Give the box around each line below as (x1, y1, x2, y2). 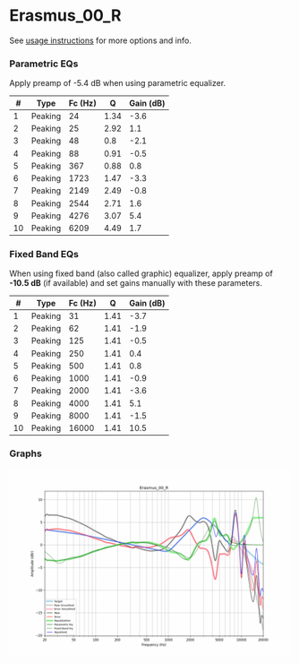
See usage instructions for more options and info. (9, 35, 192, 46)
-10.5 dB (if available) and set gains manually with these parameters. (9, 278, 262, 289)
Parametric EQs (9, 57, 79, 70)
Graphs (9, 447, 42, 460)
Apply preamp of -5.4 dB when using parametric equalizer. (9, 78, 226, 89)
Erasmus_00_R (9, 5, 122, 26)
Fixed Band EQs (9, 247, 79, 260)
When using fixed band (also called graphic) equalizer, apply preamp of (9, 268, 273, 279)
